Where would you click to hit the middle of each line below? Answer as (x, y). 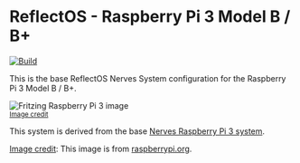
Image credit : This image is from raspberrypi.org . (101, 149)
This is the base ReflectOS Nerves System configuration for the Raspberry (148, 78)
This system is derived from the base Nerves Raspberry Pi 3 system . (137, 131)
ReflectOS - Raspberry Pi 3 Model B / (150, 17)
